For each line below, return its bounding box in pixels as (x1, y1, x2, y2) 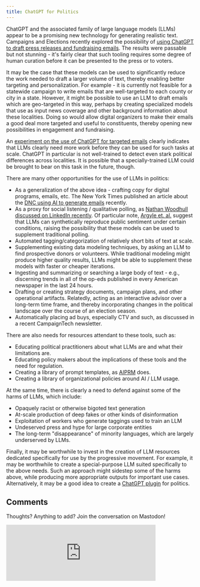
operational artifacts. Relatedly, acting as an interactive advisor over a (14, 294, 187, 301)
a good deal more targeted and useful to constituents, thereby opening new (6, 119, 192, 126)
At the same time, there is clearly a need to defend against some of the (6, 386, 181, 394)
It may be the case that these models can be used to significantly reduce (6, 68, 186, 75)
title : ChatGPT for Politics (6, 8, 79, 15)
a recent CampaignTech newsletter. (14, 320, 103, 327)
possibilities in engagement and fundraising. (6, 126, 115, 133)
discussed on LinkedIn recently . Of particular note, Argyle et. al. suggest (14, 211, 193, 219)
